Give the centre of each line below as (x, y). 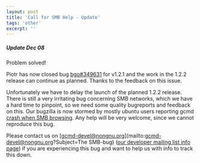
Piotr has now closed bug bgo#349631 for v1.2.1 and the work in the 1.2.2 (96, 74)
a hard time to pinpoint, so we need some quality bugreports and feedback (98, 105)
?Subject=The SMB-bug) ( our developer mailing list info (122, 142)
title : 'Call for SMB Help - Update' (53, 17)
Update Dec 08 (25, 47)
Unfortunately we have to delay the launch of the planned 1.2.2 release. (94, 92)
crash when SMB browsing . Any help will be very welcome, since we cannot (100, 118)
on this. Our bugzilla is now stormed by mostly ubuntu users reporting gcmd (100, 111)
